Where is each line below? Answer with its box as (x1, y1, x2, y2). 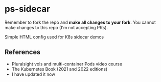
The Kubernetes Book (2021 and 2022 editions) (11, 66, 108, 72)
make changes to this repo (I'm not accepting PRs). (4, 24, 108, 30)
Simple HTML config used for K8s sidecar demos (4, 34, 104, 40)
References (4, 48, 41, 56)
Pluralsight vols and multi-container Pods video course (11, 61, 123, 66)
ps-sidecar (4, 3, 50, 15)
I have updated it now (11, 71, 56, 77)
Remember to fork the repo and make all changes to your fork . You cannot (4, 19, 156, 25)
